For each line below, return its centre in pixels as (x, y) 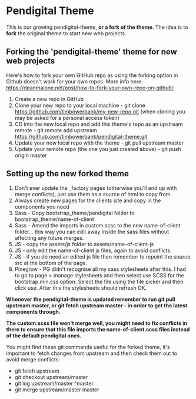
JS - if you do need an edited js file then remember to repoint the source (102, 256)
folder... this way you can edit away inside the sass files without (92, 232)
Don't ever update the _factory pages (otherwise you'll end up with (96, 188)
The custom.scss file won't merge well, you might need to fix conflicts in (97, 323)
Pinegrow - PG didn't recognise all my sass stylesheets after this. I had (100, 269)
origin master (31, 155)
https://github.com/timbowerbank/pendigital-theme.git (81, 136)
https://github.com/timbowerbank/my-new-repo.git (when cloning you (100, 111)
